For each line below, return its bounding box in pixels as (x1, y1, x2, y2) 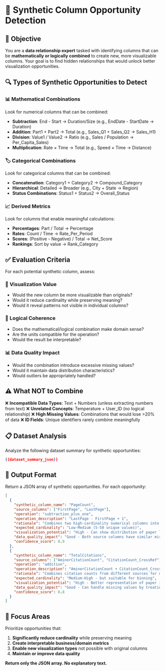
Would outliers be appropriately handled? (12, 372, 96, 379)
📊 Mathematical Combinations (5, 96, 81, 103)
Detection (5, 15, 46, 26)
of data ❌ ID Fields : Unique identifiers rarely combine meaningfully (5, 417, 140, 423)
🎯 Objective (5, 35, 41, 43)
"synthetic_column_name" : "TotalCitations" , (14, 553, 107, 558)
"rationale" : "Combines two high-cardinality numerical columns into (14, 521, 160, 526)
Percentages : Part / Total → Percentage (12, 225, 94, 231)
